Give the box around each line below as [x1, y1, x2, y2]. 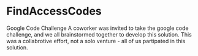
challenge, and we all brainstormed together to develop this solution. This [6, 30, 192, 38]
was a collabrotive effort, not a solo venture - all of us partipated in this [6, 37, 186, 44]
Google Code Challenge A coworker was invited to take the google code [6, 24, 189, 32]
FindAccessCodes [6, 4, 102, 18]
